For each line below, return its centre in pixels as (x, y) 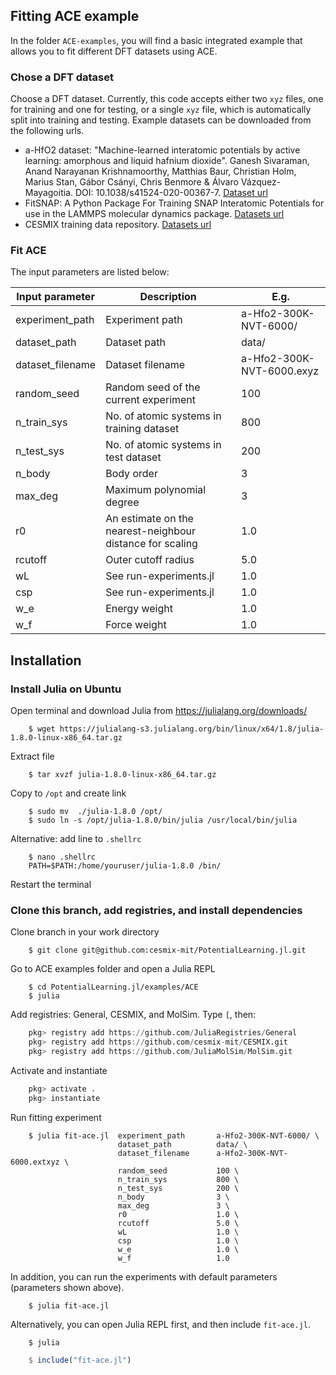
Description (168, 297)
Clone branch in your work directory (85, 932)
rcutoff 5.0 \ (178, 1223)
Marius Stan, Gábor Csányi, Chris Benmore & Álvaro (131, 182)
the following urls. (47, 131)
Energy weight (139, 609)
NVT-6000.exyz (280, 371)
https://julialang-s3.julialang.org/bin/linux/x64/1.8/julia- (192, 729)
